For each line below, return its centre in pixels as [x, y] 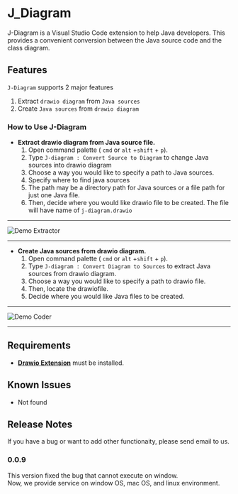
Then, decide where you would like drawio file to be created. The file [128, 203]
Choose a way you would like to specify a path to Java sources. [121, 172]
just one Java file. [54, 195]
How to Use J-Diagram [47, 127]
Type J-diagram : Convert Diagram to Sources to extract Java [119, 266]
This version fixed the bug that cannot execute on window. [93, 475]
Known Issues [39, 385]
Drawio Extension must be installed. [71, 363]
